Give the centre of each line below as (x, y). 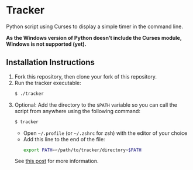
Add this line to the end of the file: (64, 139)
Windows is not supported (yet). (46, 44)
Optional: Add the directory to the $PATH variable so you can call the (96, 105)
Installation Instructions (51, 62)
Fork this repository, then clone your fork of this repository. (85, 76)
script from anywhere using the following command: (77, 111)
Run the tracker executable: (48, 83)
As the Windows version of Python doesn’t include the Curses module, (94, 38)
